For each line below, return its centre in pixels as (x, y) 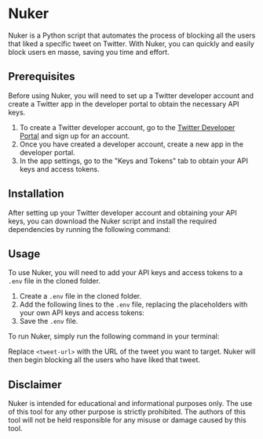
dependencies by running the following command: (89, 229)
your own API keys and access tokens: (82, 313)
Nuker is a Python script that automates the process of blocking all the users (132, 35)
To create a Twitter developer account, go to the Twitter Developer (127, 127)
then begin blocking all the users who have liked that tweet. (104, 360)
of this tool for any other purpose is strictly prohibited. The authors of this (127, 412)
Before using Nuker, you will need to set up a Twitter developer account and (131, 96)
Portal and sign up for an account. (75, 136)
